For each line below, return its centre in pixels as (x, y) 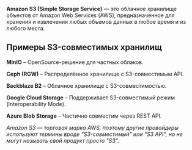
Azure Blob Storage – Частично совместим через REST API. (84, 116)
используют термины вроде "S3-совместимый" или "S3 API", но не (95, 134)
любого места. (26, 28)
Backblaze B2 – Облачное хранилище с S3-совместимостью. (87, 85)
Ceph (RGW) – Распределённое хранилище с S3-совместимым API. (95, 74)
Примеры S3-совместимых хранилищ (84, 47)
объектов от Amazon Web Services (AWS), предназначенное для (91, 15)
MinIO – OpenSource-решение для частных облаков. (75, 62)
